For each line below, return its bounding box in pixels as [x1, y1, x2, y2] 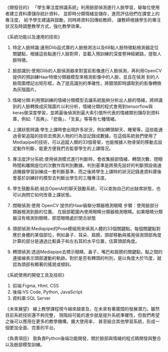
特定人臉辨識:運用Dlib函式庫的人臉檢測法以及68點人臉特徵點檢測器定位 [12, 45, 159, 50]
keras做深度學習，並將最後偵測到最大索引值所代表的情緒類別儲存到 [12, 110, 151, 115]
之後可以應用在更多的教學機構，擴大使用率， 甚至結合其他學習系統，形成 [5, 318, 155, 324]
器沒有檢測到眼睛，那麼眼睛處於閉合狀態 [12, 215, 96, 221]
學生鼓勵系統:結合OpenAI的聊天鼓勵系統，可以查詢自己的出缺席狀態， [12, 186, 156, 192]
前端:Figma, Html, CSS [12, 283, 59, 288]
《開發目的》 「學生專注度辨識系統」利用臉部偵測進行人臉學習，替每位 [5, 5, 151, 10]
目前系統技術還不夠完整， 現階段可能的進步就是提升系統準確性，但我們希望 [5, 312, 160, 318]
